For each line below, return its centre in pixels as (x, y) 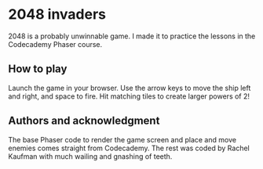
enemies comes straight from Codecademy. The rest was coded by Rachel (129, 148)
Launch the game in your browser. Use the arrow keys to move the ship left (130, 88)
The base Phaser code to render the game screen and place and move (122, 139)
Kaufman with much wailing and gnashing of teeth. (90, 156)
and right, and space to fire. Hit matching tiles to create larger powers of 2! (129, 96)
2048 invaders (57, 14)
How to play (38, 69)
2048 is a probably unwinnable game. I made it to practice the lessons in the (132, 36)
